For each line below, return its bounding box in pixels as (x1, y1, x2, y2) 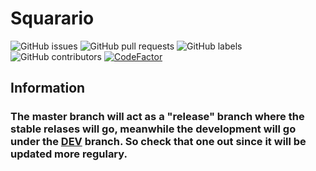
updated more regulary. (10, 147, 128, 161)
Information (10, 80, 86, 97)
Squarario (10, 7, 95, 30)
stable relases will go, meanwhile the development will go (10, 122, 297, 136)
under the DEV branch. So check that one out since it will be (10, 135, 307, 149)
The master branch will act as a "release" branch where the (10, 110, 305, 124)
